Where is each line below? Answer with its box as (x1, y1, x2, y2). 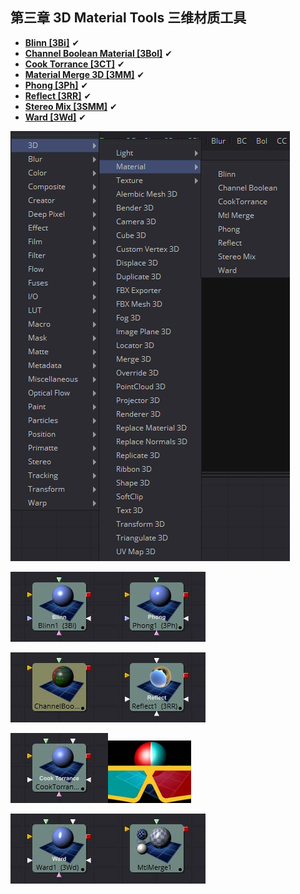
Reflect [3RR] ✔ (24, 89, 92, 102)
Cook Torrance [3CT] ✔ (24, 58, 125, 70)
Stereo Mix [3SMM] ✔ (24, 100, 118, 112)
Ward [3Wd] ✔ (24, 111, 87, 123)
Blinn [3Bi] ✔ (24, 36, 80, 48)
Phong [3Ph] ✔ (24, 79, 89, 91)
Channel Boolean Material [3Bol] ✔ (24, 47, 173, 59)
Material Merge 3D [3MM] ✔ (24, 68, 145, 80)
